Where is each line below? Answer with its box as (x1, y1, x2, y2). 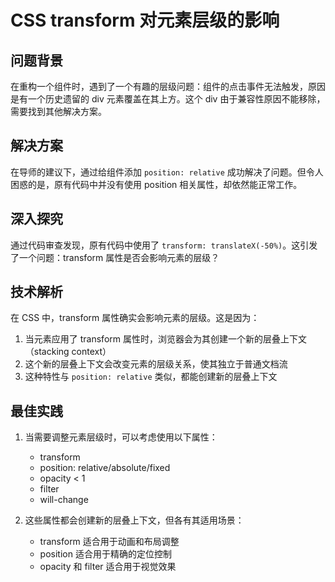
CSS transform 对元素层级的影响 (10, 9, 280, 32)
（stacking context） (24, 346, 112, 358)
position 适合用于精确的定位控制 (39, 548, 172, 560)
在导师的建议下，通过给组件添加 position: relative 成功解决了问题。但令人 (10, 166, 324, 178)
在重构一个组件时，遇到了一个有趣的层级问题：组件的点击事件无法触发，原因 (10, 81, 326, 92)
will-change (39, 494, 89, 506)
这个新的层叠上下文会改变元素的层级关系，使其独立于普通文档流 (24, 358, 288, 370)
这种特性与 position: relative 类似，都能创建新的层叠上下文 (24, 371, 278, 383)
